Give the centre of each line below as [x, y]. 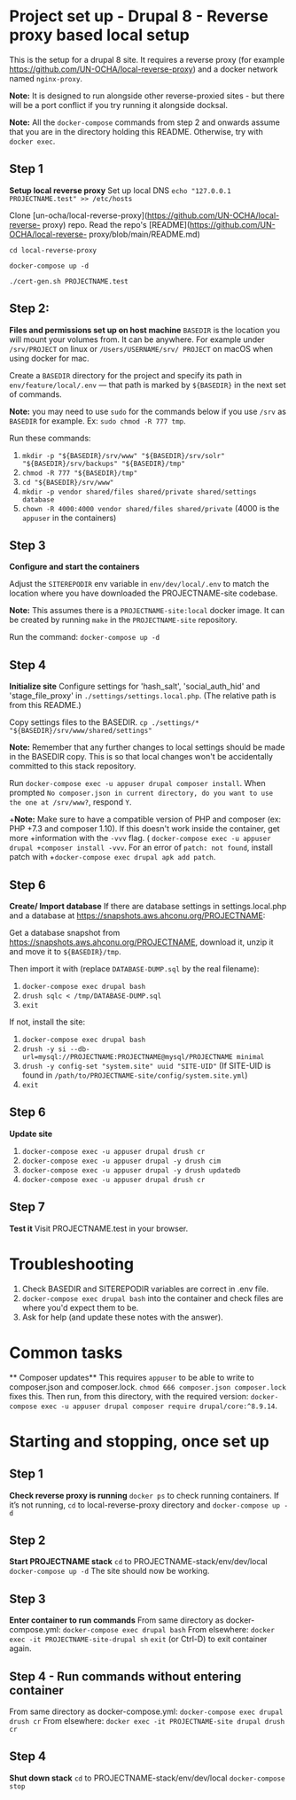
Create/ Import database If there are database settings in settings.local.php [148, 906]
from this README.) [45, 705]
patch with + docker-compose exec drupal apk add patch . [113, 857]
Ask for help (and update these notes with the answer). [122, 1317]
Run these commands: [50, 438]
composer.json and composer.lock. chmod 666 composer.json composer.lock [148, 1387]
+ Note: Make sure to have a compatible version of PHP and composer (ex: [145, 819]
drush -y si [44, 1049]
